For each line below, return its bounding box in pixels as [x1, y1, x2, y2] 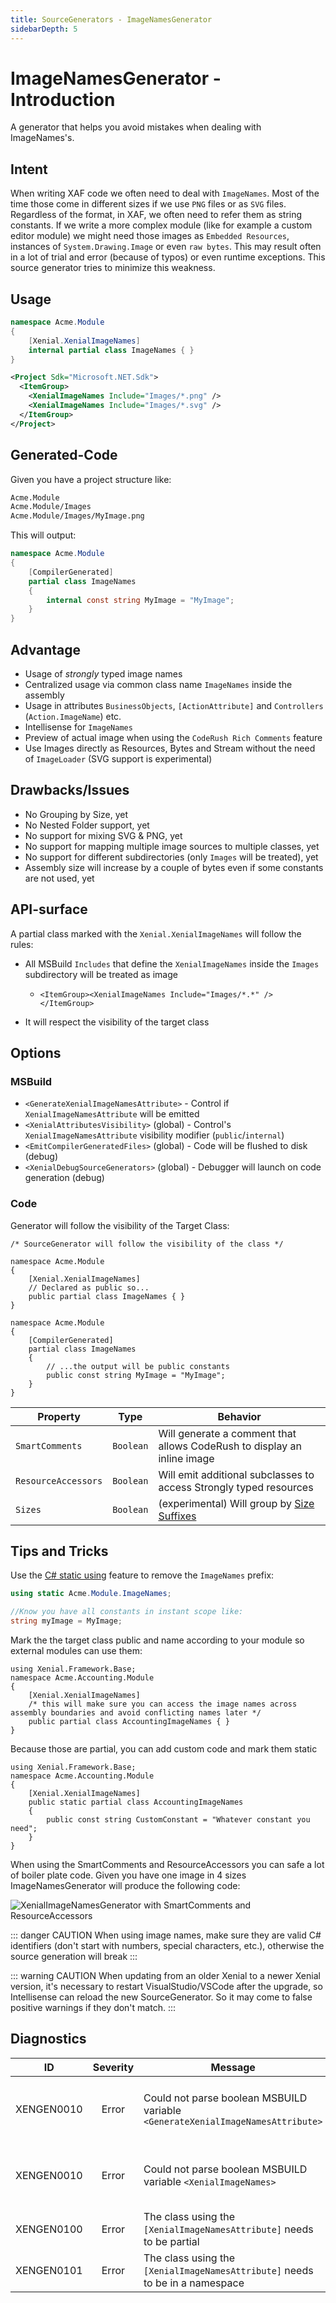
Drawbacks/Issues [10, 782, 130, 799]
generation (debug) [24, 1172, 105, 1184]
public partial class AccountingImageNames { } [28, 1716, 230, 1726]
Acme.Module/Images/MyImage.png [10, 511, 145, 521]
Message [210, 2060, 256, 2074]
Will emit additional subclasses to [158, 1467, 315, 1481]
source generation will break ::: [10, 1950, 138, 1962]
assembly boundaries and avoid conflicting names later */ [10, 1707, 262, 1718]
